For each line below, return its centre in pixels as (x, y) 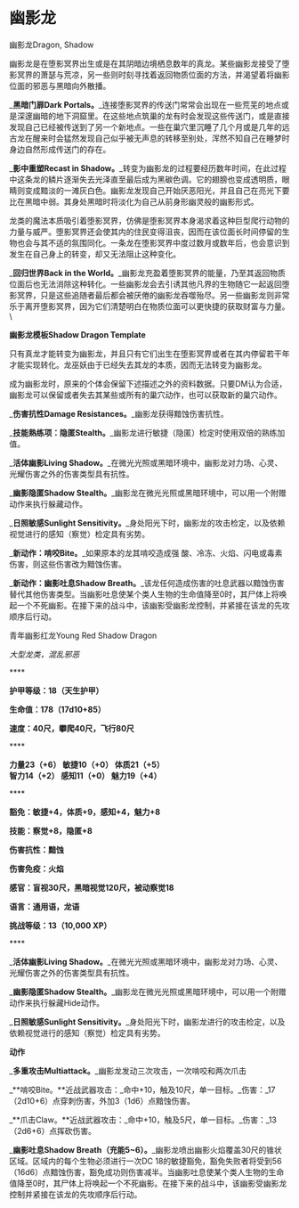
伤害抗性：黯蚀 (36, 849)
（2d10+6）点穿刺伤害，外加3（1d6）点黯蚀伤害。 (102, 1100)
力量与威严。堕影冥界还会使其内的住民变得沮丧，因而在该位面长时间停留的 (145, 232)
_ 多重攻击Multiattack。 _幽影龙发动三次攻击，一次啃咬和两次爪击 (128, 1071)
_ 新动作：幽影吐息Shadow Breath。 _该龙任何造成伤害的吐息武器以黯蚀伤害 (147, 583)
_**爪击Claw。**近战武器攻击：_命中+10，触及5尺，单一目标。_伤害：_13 (143, 1120)
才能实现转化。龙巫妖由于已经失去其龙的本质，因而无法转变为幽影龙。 (138, 364)
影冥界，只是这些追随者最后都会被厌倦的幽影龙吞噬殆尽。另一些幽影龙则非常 (149, 295)
